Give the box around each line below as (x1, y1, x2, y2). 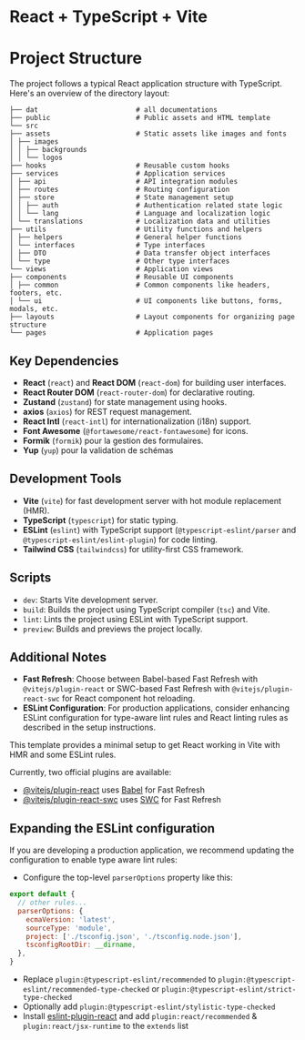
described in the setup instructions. (22, 722, 157, 733)
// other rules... (17, 898, 88, 907)
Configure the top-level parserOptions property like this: (22, 872, 234, 883)
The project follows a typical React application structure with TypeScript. (9, 78, 282, 89)
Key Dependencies (9, 353, 119, 369)
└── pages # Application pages (9, 328, 214, 338)
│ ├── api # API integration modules (9, 177, 239, 187)
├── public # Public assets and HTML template (9, 114, 271, 123)
